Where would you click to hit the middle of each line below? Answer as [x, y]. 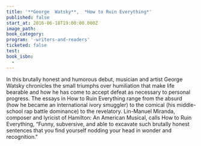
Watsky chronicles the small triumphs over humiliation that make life [90, 85]
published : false [28, 17]
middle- [186, 105]
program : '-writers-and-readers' [48, 40]
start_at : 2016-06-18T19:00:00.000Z [52, 23]
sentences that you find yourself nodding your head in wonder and [89, 130]
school [14, 111]
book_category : [25, 34]
